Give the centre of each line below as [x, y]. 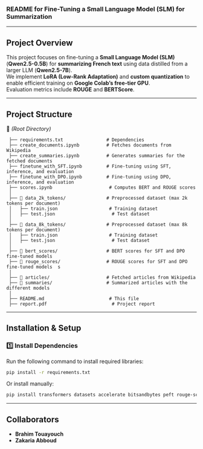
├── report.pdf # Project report [82, 304]
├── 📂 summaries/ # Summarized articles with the [98, 283]
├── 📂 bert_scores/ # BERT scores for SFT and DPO [97, 251]
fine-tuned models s [34, 267]
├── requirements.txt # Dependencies [77, 140]
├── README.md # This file [74, 298]
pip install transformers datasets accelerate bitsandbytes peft [90, 395]
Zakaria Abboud [36, 441]
